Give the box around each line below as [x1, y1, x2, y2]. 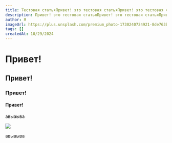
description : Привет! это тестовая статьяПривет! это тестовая [5, 12, 143, 17]
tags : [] [5, 27, 24, 32]
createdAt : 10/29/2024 [5, 31, 54, 36]
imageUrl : [5, 22, 27, 27]
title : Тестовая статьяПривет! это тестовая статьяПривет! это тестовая [5, 7, 164, 13]
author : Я [5, 17, 27, 22]
